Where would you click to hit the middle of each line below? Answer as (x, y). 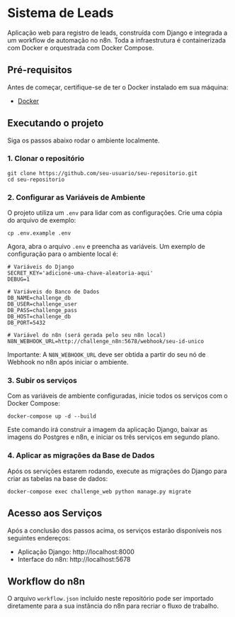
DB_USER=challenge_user (42, 304)
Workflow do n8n (46, 581)
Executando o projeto (56, 123)
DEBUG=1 (19, 279)
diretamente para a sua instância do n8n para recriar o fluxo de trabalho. (113, 606)
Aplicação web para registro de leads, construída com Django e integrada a (117, 33)
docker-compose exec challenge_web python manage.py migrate (99, 491)
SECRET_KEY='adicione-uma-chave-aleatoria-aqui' (80, 273)
